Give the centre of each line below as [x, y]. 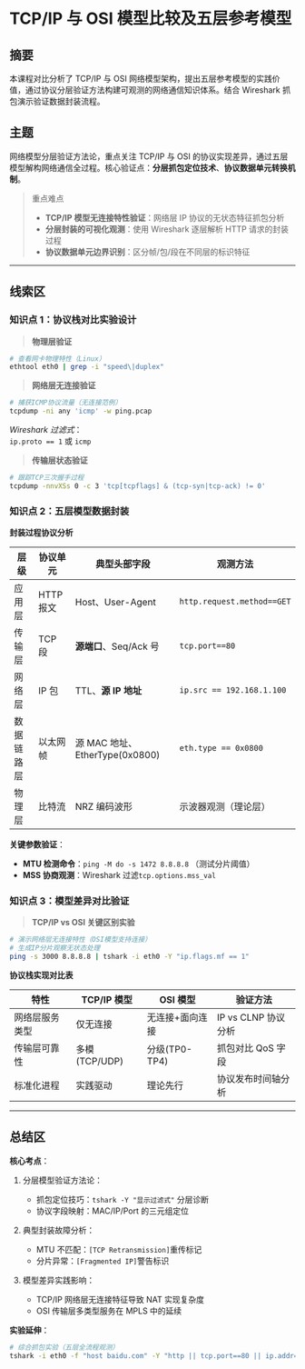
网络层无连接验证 [64, 385]
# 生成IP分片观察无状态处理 [55, 948]
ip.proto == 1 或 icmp [50, 441]
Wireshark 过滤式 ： [46, 430]
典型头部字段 [123, 565]
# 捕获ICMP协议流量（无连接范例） [66, 403]
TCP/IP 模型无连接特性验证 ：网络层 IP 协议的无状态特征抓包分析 [165, 217]
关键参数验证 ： [37, 844]
